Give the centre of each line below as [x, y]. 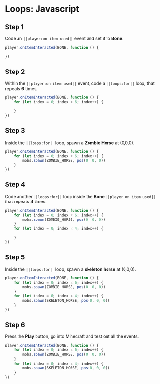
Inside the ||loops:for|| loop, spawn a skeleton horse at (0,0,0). [71, 269]
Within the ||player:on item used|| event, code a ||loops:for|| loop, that [80, 83]
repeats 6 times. [21, 89]
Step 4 [15, 185]
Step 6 [15, 325]
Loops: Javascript [42, 9]
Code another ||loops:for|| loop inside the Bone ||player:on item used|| [80, 196]
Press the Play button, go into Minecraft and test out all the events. [72, 336]
